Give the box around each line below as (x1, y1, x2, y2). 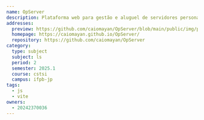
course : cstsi (12, 71, 47, 77)
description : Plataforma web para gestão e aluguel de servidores (6, 15, 178, 21)
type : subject (12, 48, 47, 55)
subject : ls (12, 54, 42, 60)
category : (6, 43, 32, 49)
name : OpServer (6, 8, 45, 15)
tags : (6, 82, 20, 88)
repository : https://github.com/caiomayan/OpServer (12, 37, 146, 43)
